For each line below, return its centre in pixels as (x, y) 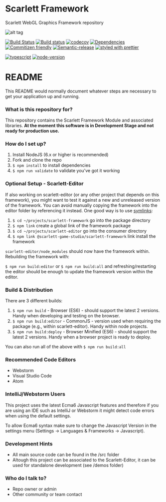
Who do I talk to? (26, 478)
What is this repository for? (39, 109)
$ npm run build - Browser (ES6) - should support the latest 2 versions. (86, 310)
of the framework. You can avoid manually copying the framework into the (82, 205)
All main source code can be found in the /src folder (66, 454)
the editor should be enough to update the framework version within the (79, 271)
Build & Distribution (29, 290)
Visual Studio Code (32, 376)
